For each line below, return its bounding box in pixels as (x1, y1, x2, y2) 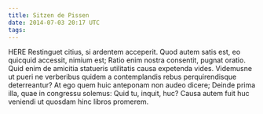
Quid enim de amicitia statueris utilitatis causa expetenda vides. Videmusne (8, 64, 253, 73)
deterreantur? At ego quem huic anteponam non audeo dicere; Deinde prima (8, 80, 256, 90)
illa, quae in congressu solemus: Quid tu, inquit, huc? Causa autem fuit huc (8, 89, 250, 98)
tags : (8, 26, 26, 34)
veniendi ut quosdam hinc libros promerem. (8, 97, 149, 106)
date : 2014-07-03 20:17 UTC (8, 19, 100, 27)
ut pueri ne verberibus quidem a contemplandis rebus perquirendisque (8, 72, 237, 82)
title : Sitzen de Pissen (8, 11, 89, 20)
